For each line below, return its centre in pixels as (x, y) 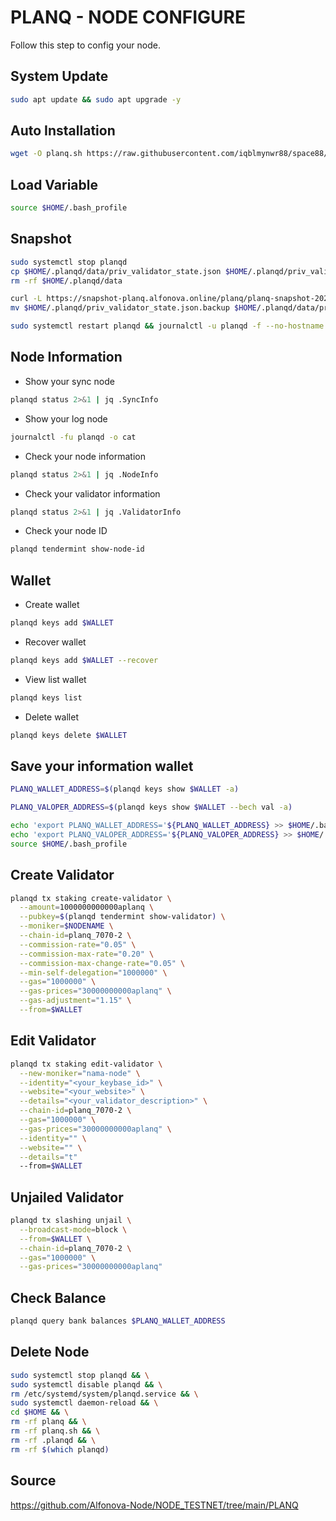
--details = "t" (48, 1157)
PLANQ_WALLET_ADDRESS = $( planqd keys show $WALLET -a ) (125, 789)
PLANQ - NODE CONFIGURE (128, 17)
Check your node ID (66, 531)
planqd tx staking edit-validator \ (86, 1064)
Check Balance (58, 1297)
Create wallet (52, 605)
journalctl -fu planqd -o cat (73, 437)
